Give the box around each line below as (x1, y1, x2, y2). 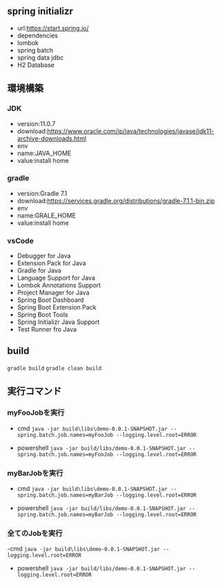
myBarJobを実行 (7, 468, 63, 478)
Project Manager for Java (17, 289, 90, 297)
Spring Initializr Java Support (17, 318, 100, 326)
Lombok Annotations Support (17, 281, 101, 289)
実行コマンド (7, 386, 62, 397)
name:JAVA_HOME (17, 149, 72, 157)
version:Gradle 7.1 (17, 189, 68, 197)
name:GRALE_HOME (17, 211, 76, 219)
